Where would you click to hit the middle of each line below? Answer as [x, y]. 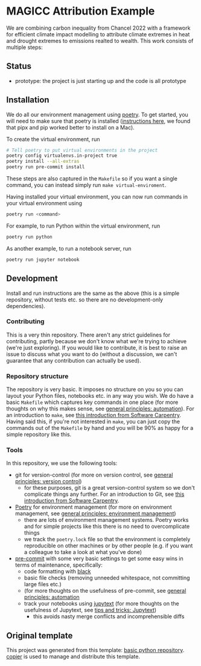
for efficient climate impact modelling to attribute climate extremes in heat [98, 34]
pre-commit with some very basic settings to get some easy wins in [99, 559]
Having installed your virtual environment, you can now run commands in [97, 197]
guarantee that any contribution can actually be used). [74, 360]
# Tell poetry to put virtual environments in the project [82, 150]
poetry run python [29, 237]
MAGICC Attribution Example [81, 11]
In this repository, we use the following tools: [62, 463]
